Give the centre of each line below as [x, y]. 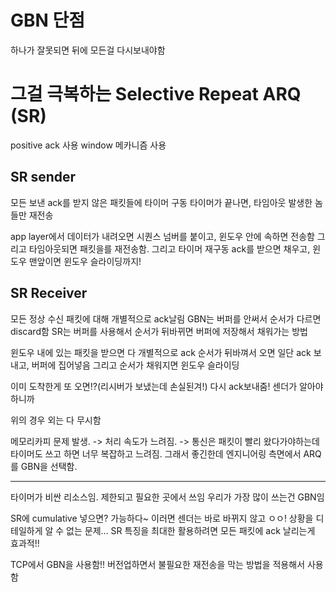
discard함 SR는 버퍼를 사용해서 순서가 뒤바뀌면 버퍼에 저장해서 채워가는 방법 [159, 331]
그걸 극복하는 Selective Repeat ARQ [156, 94]
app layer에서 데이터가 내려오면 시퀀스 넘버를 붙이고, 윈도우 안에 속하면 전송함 [162, 236]
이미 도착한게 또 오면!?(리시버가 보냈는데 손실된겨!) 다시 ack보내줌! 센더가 [154, 386]
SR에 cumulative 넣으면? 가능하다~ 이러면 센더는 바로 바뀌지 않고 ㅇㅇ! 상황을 [162, 518]
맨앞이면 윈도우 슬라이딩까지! [85, 261]
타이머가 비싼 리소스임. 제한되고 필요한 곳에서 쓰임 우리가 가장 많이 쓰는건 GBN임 [167, 497]
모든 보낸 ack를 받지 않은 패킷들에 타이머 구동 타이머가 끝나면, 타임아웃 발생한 [161, 202]
